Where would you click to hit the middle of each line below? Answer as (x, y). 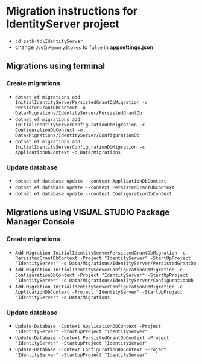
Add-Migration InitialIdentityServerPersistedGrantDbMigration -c (100, 253)
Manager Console (40, 222)
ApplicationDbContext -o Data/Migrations (68, 152)
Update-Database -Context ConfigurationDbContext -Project (91, 349)
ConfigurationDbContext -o (49, 130)
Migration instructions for (72, 11)
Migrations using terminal (56, 66)
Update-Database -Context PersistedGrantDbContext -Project (92, 338)
